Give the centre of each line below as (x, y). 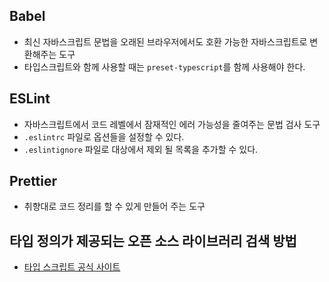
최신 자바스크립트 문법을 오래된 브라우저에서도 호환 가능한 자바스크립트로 (165, 41)
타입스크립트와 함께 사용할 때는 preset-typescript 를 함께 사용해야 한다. (164, 66)
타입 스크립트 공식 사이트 (72, 267)
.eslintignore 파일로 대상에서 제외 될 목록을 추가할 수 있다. (141, 149)
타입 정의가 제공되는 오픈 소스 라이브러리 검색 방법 (153, 240)
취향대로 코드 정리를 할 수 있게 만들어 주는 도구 (114, 206)
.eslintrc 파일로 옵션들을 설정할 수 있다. (104, 136)
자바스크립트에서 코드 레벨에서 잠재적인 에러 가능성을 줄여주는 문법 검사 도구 (172, 124)
